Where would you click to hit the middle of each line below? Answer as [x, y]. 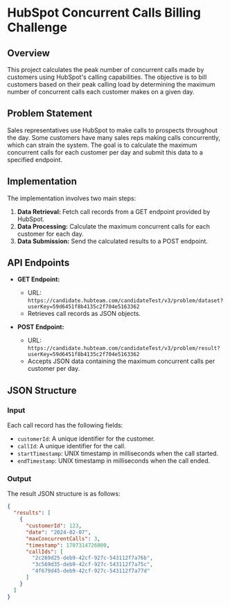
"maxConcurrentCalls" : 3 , [63, 538]
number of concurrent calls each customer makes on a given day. [101, 92]
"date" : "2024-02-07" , [58, 532]
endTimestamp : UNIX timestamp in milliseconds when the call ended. [114, 461]
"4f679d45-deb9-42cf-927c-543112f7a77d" [91, 571]
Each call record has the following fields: [65, 425]
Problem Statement [50, 113]
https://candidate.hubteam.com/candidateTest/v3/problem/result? [124, 349]
